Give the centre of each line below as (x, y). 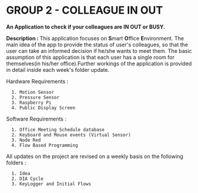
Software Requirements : (36, 119)
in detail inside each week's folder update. (58, 69)
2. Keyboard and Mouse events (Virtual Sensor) (71, 135)
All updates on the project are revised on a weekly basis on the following (95, 156)
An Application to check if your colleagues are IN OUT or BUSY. (86, 27)
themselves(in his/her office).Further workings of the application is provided (99, 64)
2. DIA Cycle (28, 179)
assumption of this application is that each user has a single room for (90, 57)
